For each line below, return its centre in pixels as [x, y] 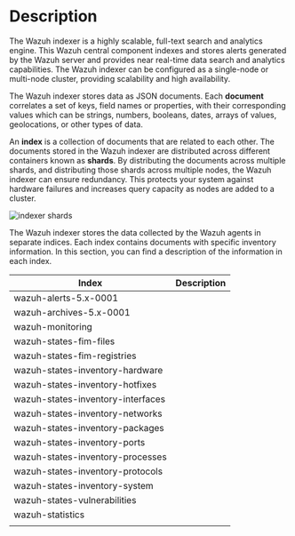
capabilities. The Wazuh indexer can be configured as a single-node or [139, 69]
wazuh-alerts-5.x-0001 [66, 298]
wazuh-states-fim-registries [75, 356]
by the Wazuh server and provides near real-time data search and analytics [147, 60]
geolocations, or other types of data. [76, 124]
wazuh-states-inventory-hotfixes [85, 384]
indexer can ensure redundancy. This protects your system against [132, 179]
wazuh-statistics [49, 515]
